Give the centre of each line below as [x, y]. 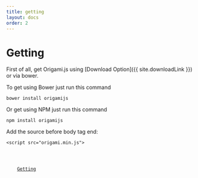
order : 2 [17, 23]
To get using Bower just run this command [59, 87]
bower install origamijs [37, 99]
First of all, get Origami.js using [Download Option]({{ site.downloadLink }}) [99, 69]
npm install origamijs [35, 121]
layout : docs [23, 17]
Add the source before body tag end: [52, 132]
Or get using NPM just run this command [57, 109]
